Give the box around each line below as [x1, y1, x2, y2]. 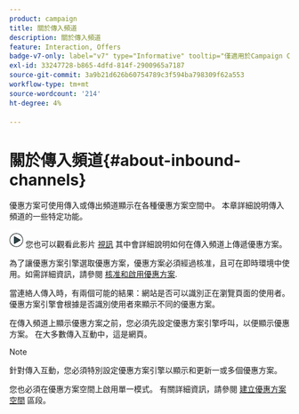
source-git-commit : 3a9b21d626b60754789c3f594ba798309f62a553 [9, 71, 245, 80]
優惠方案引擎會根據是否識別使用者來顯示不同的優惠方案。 [9, 299, 220, 310]
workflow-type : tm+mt [9, 80, 90, 89]
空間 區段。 [9, 395, 51, 406]
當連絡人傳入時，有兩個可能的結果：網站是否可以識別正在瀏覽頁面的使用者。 [9, 288, 290, 299]
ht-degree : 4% [9, 99, 62, 107]
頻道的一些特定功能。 [9, 211, 87, 222]
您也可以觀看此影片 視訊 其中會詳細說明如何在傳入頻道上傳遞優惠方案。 [25, 239, 287, 250]
